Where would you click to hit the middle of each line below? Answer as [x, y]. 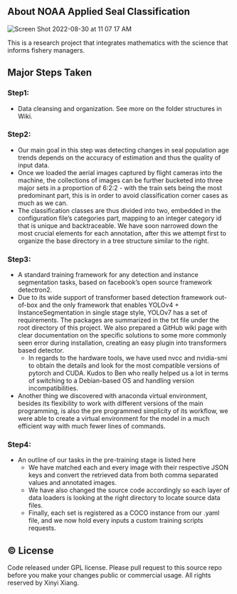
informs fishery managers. [46, 50]
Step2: [19, 135]
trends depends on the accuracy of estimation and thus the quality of [119, 157]
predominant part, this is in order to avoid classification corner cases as [123, 195]
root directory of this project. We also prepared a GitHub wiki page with [122, 328]
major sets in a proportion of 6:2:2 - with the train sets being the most [120, 187]
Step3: [19, 259]
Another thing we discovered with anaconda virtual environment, [112, 396]
